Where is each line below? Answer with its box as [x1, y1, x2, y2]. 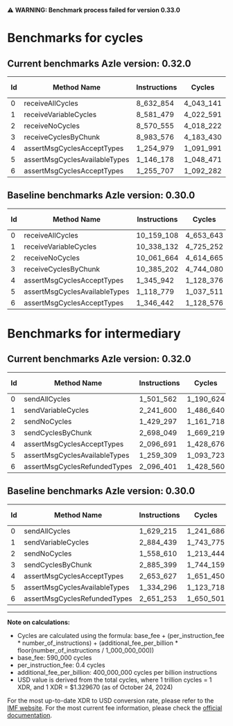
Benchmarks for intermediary [7, 326, 182, 342]
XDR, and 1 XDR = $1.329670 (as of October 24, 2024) [17, 682, 173, 691]
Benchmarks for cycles [7, 30, 144, 46]
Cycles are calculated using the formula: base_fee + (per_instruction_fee [17, 631, 225, 639]
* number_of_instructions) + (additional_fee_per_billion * [17, 639, 178, 647]
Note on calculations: [7, 618, 71, 626]
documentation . [7, 711, 53, 719]
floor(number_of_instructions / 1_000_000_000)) [17, 646, 155, 654]
